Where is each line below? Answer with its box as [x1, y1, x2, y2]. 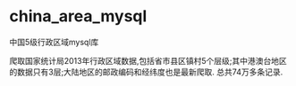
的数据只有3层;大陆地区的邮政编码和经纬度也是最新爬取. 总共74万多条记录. [9, 66, 283, 77]
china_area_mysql [9, 6, 148, 27]
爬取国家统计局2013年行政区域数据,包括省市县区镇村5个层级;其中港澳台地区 [9, 55, 288, 66]
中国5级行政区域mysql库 [9, 36, 99, 47]
